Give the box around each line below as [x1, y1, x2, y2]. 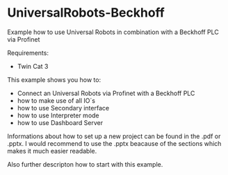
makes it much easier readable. [7, 147, 97, 155]
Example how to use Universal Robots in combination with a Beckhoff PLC [7, 28, 219, 36]
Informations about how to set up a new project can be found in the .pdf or [7, 132, 221, 140]
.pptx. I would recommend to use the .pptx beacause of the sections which [7, 139, 222, 147]
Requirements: [7, 49, 49, 57]
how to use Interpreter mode [17, 111, 99, 119]
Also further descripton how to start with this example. [7, 160, 163, 168]
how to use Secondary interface [17, 103, 110, 112]
